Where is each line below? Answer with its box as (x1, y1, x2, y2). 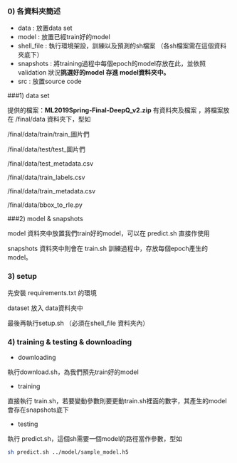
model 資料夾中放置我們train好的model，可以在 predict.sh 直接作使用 (7, 229, 210, 238)
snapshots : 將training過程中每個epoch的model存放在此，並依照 (17, 59, 206, 68)
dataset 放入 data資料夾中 (7, 304, 83, 312)
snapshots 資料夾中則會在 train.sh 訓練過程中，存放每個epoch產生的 (7, 244, 209, 253)
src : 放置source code (17, 77, 82, 86)
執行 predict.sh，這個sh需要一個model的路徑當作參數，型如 (7, 434, 183, 442)
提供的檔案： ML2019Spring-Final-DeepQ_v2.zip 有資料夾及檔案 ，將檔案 (7, 106, 224, 115)
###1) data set (7, 91, 50, 100)
